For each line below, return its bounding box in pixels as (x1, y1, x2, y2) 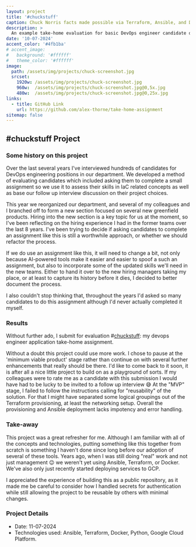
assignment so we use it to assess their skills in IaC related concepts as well (6, 183, 189, 190)
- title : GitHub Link (11, 101, 64, 107)
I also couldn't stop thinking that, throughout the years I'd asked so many (6, 292, 181, 299)
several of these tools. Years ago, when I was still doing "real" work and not (6, 452, 188, 460)
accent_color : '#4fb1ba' (6, 42, 66, 47)
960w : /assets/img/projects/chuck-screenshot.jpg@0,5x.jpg (16, 85, 166, 91)
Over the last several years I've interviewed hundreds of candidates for (6, 165, 177, 172)
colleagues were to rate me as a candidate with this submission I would (6, 375, 177, 382)
